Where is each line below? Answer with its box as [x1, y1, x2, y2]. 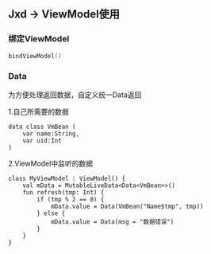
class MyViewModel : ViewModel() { [8, 174, 126, 182]
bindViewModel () [8, 52, 62, 60]
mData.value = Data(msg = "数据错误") [50, 217, 175, 225]
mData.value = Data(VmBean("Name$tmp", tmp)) [50, 202, 204, 210]
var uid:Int [22, 136, 62, 145]
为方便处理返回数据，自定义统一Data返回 [8, 90, 142, 100]
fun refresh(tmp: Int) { [22, 188, 105, 197]
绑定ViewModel [8, 33, 70, 45]
